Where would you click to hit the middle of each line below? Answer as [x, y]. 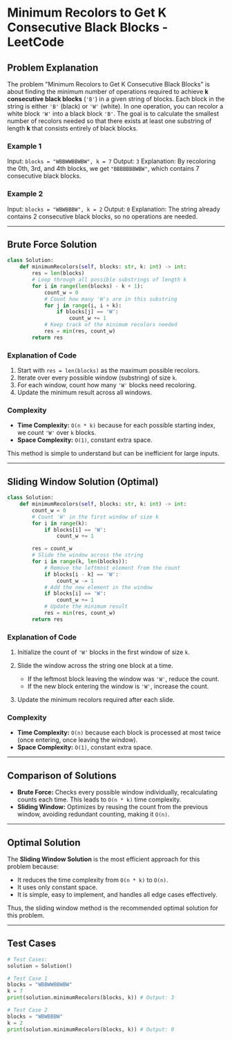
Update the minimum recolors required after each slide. [96, 700]
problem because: [33, 866]
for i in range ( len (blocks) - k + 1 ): [88, 286]
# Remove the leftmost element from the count [112, 568]
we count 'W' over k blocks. [57, 433]
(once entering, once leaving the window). [77, 740]
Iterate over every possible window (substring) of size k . [97, 378]
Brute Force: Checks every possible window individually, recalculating [117, 792]
